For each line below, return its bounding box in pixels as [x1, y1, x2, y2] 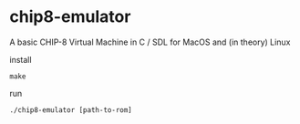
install [9, 54, 32, 65]
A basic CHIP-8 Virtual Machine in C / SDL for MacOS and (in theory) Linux [9, 36, 291, 47]
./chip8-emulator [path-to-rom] [9, 105, 132, 115]
